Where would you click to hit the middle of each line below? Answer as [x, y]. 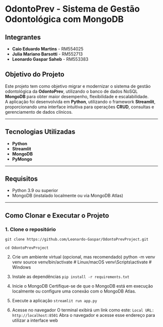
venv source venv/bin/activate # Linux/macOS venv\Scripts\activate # [82, 262]
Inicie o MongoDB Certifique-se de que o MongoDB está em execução [82, 286]
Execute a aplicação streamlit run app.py [55, 301]
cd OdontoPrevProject [27, 248]
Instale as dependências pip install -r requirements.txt [71, 277]
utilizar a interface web [35, 320]
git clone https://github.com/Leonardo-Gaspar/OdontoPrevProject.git [77, 240]
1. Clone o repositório [31, 229]
